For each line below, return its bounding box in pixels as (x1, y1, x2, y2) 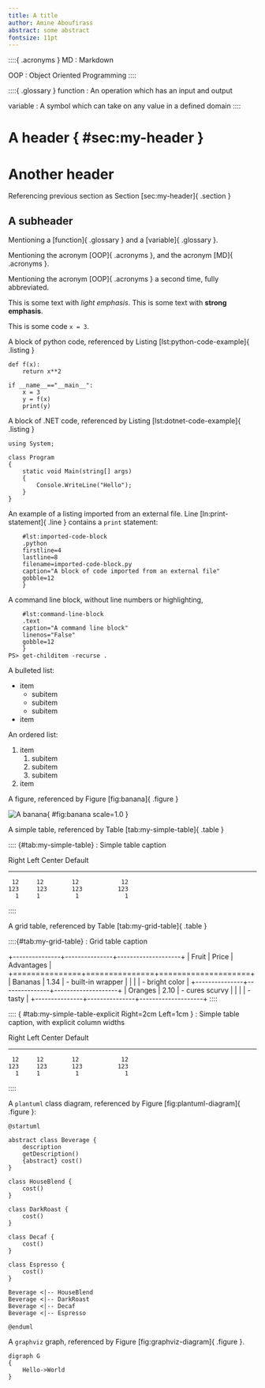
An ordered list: (8, 730, 58, 739)
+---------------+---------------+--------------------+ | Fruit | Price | (8, 952, 233, 962)
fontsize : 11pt (8, 33, 58, 42)
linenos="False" (22, 631, 77, 639)
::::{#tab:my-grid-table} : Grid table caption (8, 936, 148, 946)
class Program (8, 454, 55, 462)
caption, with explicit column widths (8, 1018, 125, 1027)
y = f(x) (22, 395, 51, 403)
